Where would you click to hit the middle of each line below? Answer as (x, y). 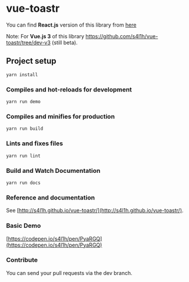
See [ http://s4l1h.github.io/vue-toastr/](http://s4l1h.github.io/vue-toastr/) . (95, 211)
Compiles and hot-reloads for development (69, 89)
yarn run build (25, 129)
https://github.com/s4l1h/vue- (122, 36)
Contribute (22, 260)
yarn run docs (24, 183)
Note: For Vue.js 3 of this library (45, 36)
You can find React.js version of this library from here (71, 25)
